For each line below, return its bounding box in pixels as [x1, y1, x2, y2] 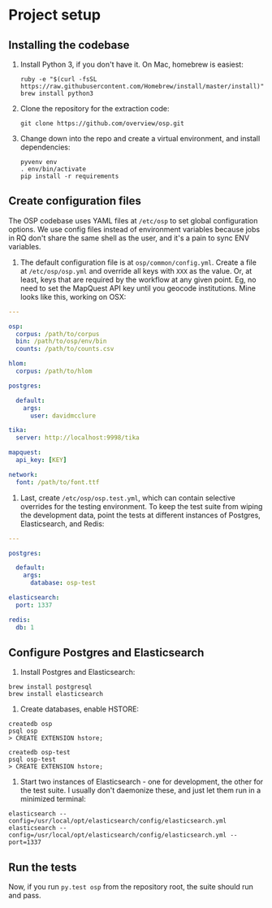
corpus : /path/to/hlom [15, 367, 93, 375]
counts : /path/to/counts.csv [15, 345, 114, 353]
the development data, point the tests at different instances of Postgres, [19, 510, 261, 520]
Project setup [8, 6, 101, 24]
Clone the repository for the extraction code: [19, 104, 170, 113]
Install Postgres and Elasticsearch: [19, 668, 136, 677]
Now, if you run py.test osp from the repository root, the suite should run [8, 882, 254, 892]
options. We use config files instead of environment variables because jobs [8, 224, 261, 234]
